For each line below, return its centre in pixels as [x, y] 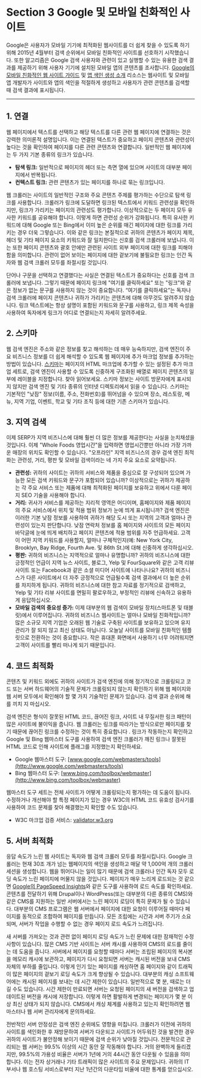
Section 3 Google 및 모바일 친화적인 [92, 12]
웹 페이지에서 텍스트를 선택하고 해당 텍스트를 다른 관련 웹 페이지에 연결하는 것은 [99, 132]
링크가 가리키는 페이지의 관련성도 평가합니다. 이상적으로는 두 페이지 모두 [103, 210]
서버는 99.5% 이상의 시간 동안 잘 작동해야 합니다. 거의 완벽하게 [102, 1047]
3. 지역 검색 [26, 422]
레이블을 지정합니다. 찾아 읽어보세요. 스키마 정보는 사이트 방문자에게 [96, 379]
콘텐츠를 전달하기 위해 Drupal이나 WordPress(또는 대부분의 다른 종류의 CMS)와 [100, 894]
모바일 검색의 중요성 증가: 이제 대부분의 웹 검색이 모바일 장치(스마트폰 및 [98, 608]
